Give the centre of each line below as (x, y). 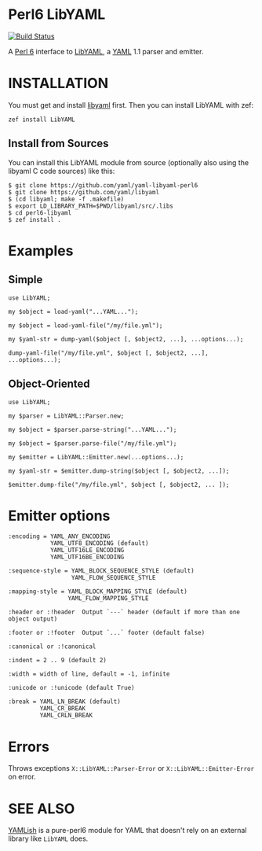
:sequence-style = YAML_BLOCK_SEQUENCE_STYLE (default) (101, 571)
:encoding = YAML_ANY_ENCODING (59, 536)
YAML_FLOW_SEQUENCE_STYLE (113, 578)
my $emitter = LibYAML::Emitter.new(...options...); (96, 457)
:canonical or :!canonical (52, 647)
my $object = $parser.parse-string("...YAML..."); (93, 429)
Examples (41, 251)
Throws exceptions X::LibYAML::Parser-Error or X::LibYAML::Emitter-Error (131, 768)
